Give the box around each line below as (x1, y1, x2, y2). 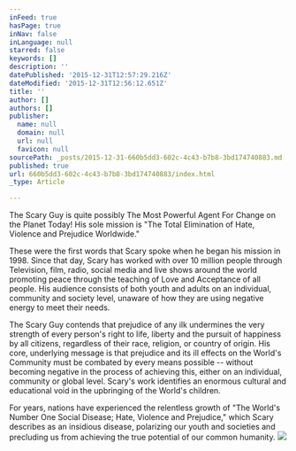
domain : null (17, 128, 65, 137)
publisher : (9, 112, 49, 121)
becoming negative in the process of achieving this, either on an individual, (9, 367, 283, 377)
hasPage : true (9, 21, 62, 30)
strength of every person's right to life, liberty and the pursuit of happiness (9, 329, 281, 339)
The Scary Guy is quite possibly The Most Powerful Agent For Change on (9, 210, 277, 221)
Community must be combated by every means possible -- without (9, 357, 254, 368)
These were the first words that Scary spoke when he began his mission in (9, 245, 281, 257)
